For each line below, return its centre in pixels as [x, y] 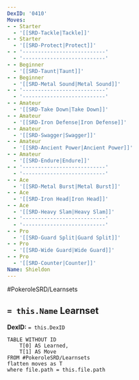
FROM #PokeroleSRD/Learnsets [49, 358]
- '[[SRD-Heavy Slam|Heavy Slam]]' [64, 212]
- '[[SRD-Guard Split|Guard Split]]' [67, 237]
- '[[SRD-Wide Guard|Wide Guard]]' [64, 251]
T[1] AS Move [38, 352]
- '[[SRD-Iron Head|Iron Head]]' [61, 199]
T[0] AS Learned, [44, 346]
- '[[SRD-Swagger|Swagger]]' [55, 135]
